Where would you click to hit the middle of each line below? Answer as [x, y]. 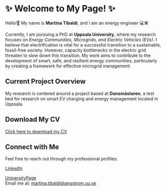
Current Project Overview [45, 81]
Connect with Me [32, 147]
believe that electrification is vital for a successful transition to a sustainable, [83, 45]
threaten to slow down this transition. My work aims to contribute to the [78, 55]
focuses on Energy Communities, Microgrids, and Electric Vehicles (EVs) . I [81, 40]
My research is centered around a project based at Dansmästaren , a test [80, 93]
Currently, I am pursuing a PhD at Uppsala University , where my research [81, 34]
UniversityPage [21, 178]
